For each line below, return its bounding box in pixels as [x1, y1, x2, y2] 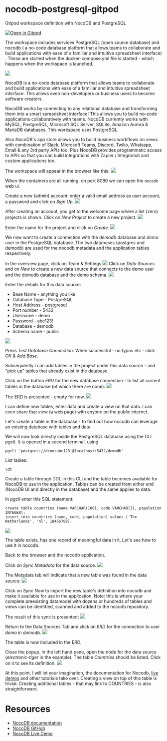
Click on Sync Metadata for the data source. [5, 562, 96, 568]
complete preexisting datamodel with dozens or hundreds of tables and [5, 598, 152, 604]
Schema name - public [12, 328, 59, 334]
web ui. [5, 183, 20, 189]
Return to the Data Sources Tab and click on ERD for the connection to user [5, 623, 161, 629]
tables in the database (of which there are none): [5, 383, 106, 389]
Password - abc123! [12, 318, 53, 324]
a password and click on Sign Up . [5, 199, 74, 205]
